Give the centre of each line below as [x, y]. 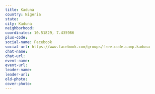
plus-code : [16, 38]
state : [12, 19]
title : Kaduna [20, 10]
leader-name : [19, 70]
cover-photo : [19, 84]
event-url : [16, 65]
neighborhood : [20, 28]
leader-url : [17, 75]
